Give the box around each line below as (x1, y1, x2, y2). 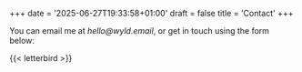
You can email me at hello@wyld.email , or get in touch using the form (9, 26, 270, 36)
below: (9, 36, 35, 46)
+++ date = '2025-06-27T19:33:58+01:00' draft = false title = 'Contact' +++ (9, 8, 294, 18)
